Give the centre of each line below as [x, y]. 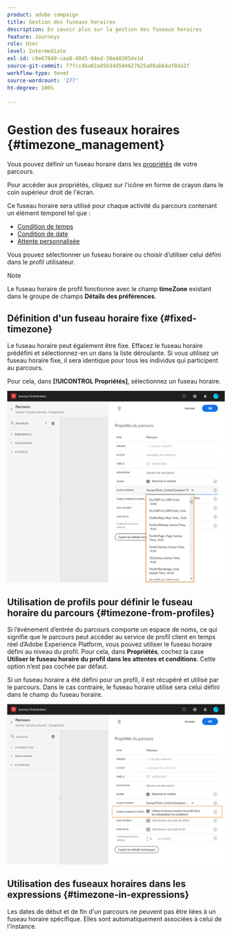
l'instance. [22, 926]
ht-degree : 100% [30, 88]
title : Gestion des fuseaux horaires [61, 22]
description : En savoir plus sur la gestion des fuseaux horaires [105, 29]
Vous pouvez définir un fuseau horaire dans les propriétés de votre [103, 164]
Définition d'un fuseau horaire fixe [83, 318]
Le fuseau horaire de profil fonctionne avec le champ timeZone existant [109, 289]
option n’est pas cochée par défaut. [58, 666]
